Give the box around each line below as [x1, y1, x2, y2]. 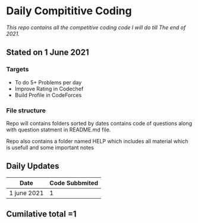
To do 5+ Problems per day [14, 78, 82, 86]
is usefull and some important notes [6, 144, 94, 151]
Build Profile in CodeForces [14, 91, 82, 99]
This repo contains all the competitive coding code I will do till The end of [6, 24, 186, 31]
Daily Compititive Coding [6, 4, 132, 18]
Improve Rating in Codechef [14, 85, 84, 92]
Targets [6, 65, 29, 74]
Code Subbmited [49, 178, 99, 187]
